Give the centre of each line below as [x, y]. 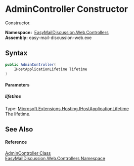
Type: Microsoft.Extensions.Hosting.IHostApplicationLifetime [67, 108]
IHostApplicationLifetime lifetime [51, 69]
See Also [19, 129]
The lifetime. [18, 114]
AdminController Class [28, 153]
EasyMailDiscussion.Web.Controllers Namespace [55, 158]
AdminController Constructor [67, 9]
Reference [16, 142]
